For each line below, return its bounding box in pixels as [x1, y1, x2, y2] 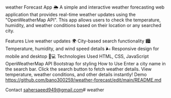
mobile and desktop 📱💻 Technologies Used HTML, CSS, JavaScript [5, 53, 149, 59]
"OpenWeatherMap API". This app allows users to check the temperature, [5, 17, 161, 23]
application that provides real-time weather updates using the [5, 12, 136, 17]
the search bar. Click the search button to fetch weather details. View [5, 66, 152, 72]
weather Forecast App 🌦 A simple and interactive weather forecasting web [5, 4, 165, 10]
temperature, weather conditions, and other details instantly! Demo [5, 71, 147, 78]
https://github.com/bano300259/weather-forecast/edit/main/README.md [5, 77, 162, 83]
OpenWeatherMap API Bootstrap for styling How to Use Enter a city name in [5, 61, 166, 66]
